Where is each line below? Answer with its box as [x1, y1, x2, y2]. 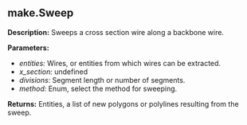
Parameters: [7, 43, 49, 53]
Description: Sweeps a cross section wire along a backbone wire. [7, 27, 225, 37]
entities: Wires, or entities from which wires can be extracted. [18, 58, 221, 68]
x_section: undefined [18, 67, 88, 76]
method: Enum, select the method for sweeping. [18, 84, 178, 93]
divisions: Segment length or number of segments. [18, 75, 186, 84]
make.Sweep [7, 6, 74, 20]
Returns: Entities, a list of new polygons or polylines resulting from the [7, 99, 240, 108]
